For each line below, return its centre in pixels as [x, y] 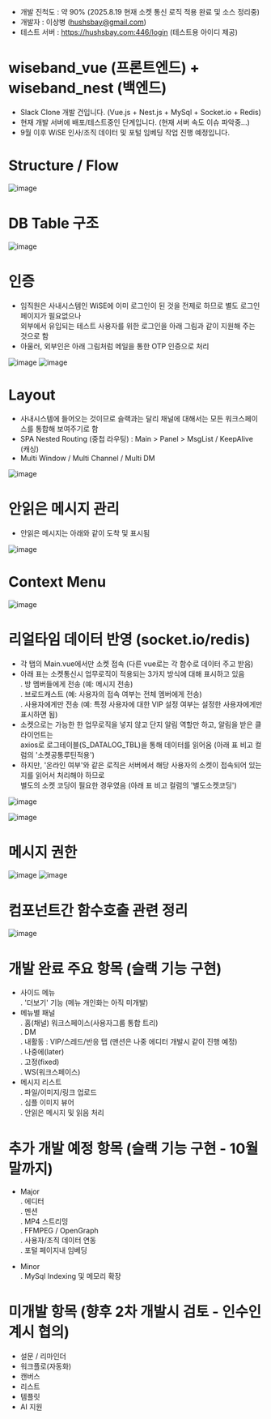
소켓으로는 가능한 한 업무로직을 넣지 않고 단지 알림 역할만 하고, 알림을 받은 [136, 724]
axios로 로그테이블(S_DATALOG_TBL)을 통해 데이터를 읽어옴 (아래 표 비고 [136, 745]
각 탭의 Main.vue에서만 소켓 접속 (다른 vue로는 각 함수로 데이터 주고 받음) [137, 664]
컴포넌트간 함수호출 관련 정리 [98, 910]
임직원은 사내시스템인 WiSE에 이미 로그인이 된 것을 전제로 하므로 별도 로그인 [140, 306]
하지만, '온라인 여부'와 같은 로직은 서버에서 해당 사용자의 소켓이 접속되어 [133, 765]
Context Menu [57, 581]
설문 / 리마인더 [43, 1357]
